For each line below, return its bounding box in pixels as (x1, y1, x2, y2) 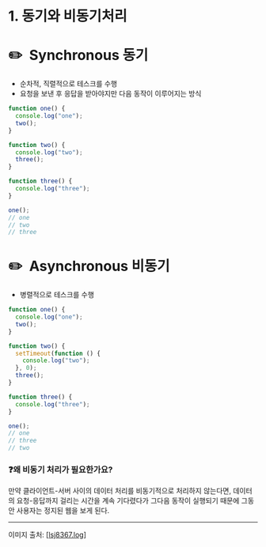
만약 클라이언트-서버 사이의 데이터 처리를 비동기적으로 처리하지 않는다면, (8, 486, 232, 496)
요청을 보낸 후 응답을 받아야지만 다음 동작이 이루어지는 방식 (19, 89, 202, 99)
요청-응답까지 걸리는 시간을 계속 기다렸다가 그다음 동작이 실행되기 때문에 (16, 496, 240, 506)
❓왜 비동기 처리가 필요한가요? (8, 464, 113, 475)
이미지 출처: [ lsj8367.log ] (8, 530, 87, 540)
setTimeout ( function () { (15, 349, 101, 357)
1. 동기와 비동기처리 (8, 7, 127, 25)
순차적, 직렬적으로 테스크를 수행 (19, 79, 117, 89)
